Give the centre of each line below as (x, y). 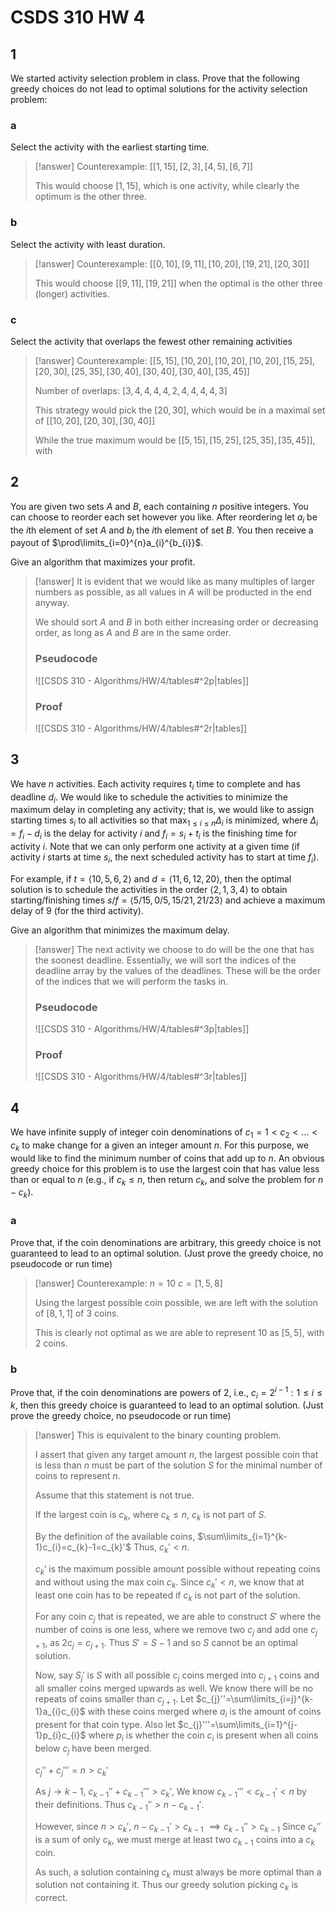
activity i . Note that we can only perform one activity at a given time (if (155, 846)
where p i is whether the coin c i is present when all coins (203, 1736)
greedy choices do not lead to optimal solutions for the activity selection (159, 89)
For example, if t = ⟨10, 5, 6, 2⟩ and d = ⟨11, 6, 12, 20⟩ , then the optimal (151, 878)
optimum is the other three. (91, 197)
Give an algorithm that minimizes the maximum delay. (120, 930)
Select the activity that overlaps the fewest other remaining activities (151, 341)
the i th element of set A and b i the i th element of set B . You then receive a (162, 531)
